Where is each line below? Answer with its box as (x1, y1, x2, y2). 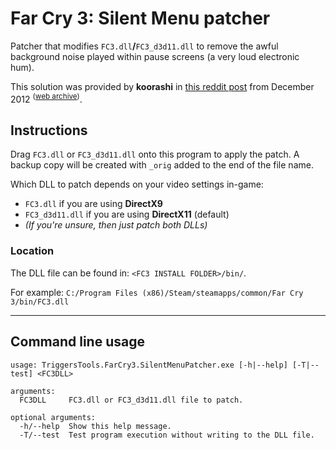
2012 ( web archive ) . (10, 91, 83, 105)
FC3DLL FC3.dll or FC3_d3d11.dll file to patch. (19, 395, 244, 405)
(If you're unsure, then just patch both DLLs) (24, 219, 208, 231)
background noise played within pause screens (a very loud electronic (10, 50, 300, 62)
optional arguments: (10, 412, 97, 422)
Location (10, 244, 55, 258)
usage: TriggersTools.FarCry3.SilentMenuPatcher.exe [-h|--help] (10, 360, 288, 370)
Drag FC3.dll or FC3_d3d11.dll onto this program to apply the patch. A (10, 148, 300, 161)
